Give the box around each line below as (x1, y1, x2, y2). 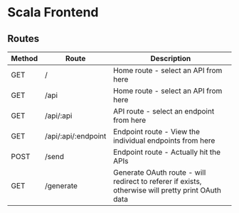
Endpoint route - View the (112, 127, 201, 136)
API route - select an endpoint (112, 106, 215, 116)
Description (150, 54, 191, 63)
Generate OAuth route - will (112, 168, 206, 177)
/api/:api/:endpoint (45, 131, 107, 141)
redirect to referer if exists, (112, 177, 202, 186)
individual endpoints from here (112, 136, 216, 146)
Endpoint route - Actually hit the (112, 147, 221, 157)
